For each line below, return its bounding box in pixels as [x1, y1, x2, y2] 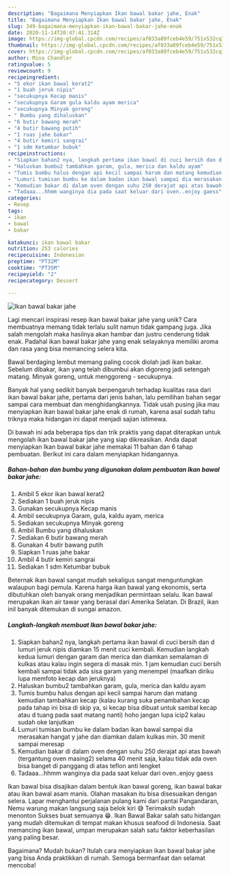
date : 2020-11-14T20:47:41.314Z [8, 29, 100, 36]
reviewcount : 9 [8, 67, 51, 74]
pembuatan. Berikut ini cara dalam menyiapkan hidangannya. [8, 449, 179, 458]
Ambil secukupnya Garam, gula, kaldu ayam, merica [17, 512, 164, 520]
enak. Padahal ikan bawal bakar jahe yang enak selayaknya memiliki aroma [8, 337, 219, 345]
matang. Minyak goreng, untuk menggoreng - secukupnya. [8, 372, 173, 380]
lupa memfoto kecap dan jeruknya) [17, 674, 116, 682]
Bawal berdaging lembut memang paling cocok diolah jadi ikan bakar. [8, 358, 203, 366]
